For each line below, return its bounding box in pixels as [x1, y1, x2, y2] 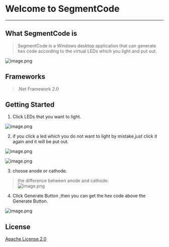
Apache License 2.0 [5, 236, 47, 242]
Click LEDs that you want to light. [12, 114, 81, 120]
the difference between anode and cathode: [17, 177, 109, 184]
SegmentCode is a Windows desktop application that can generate [17, 42, 156, 48]
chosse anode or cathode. [12, 168, 67, 174]
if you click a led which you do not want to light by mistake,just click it [12, 133, 157, 139]
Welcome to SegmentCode [5, 3, 120, 15]
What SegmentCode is [5, 29, 77, 38]
